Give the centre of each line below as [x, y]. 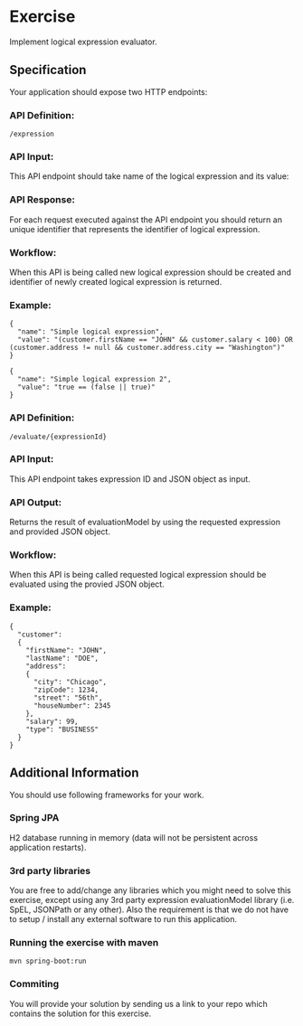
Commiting [34, 984]
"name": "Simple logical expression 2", [95, 380]
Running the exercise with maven [84, 943]
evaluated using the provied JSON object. [87, 584]
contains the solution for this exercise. [80, 1013]
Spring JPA [34, 818]
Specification [48, 70]
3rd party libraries [50, 871]
